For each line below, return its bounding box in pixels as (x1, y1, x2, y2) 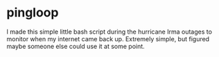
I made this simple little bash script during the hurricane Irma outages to (6, 27, 213, 36)
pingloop (6, 5, 59, 21)
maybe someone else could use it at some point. (6, 42, 145, 50)
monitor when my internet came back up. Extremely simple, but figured (6, 34, 209, 43)
